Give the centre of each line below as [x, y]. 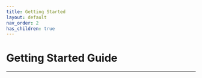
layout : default [26, 17]
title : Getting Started [36, 12]
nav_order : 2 [23, 23]
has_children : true [31, 28]
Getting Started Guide [62, 58]
